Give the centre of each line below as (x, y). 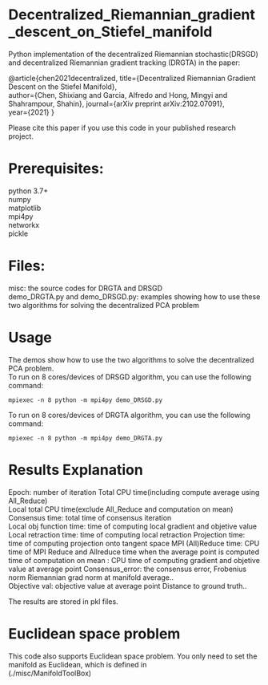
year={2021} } (31, 112)
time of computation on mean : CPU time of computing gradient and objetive (134, 560)
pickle (18, 233)
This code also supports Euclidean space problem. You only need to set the (133, 656)
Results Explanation (76, 470)
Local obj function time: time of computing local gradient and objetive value (133, 526)
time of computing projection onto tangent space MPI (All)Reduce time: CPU (134, 543)
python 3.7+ (28, 191)
